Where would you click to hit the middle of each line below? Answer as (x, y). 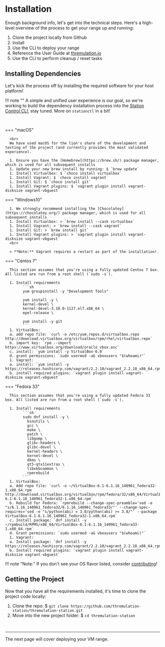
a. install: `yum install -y (39, 364)
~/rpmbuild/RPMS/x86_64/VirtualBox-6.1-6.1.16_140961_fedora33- (72, 525)
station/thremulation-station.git (47, 611)
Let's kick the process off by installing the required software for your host (79, 86)
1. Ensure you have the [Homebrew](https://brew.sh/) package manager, (84, 160)
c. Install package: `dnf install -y (48, 520)
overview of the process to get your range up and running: (75, 28)
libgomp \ (37, 439)
